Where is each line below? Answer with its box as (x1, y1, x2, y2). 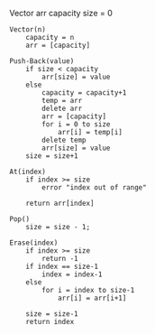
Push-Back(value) (9, 57, 75, 66)
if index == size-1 (25, 262, 99, 271)
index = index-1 (41, 270, 103, 279)
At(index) (9, 167, 47, 176)
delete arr (41, 104, 83, 113)
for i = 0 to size (41, 120, 111, 129)
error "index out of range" (41, 183, 147, 192)
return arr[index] (25, 199, 95, 208)
